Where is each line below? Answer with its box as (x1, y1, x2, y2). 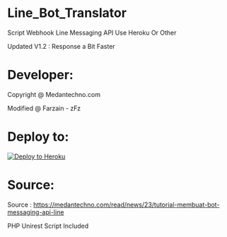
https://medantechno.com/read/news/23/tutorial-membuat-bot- (33, 200, 220, 209)
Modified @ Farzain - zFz (7, 104, 81, 112)
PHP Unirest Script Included (7, 221, 89, 230)
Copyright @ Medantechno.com (7, 90, 101, 98)
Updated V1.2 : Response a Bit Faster (7, 42, 115, 50)
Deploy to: (7, 129, 69, 145)
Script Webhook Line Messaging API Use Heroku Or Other (7, 28, 177, 37)
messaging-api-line (7, 207, 64, 216)
